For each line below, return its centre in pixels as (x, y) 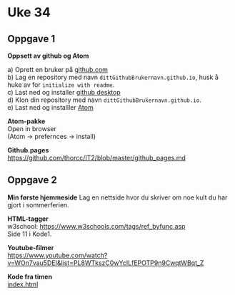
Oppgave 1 (31, 39)
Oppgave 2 (32, 180)
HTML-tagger (28, 219)
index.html (23, 284)
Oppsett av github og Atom (48, 56)
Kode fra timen (30, 276)
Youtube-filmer (31, 247)
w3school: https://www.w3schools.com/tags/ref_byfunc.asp (96, 226)
